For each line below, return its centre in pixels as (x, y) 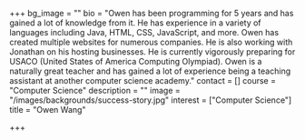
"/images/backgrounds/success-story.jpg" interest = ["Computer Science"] (151, 100)
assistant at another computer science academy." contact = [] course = (143, 80)
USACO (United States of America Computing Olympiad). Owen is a (136, 61)
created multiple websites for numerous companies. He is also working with (151, 42)
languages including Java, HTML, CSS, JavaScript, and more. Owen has (144, 32)
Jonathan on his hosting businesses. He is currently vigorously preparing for (152, 52)
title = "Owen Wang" (48, 110)
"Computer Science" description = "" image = (95, 90)
